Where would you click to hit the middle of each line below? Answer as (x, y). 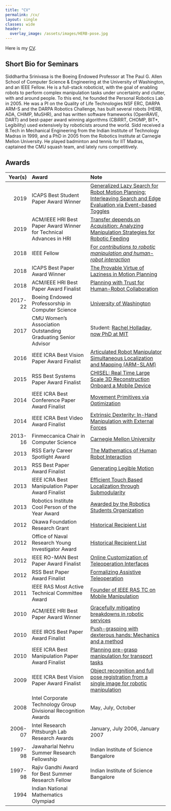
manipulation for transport (121, 656)
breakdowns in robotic (117, 614)
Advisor (41, 343)
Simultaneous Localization (122, 358)
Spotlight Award (51, 457)
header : (13, 29)
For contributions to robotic (123, 246)
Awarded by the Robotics (120, 504)
